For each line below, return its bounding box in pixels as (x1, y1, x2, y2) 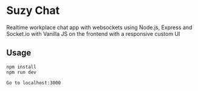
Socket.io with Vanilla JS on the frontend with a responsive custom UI (6, 30, 180, 37)
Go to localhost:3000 (6, 79, 61, 86)
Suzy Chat (6, 4, 60, 18)
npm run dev (6, 69, 36, 75)
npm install (6, 64, 36, 70)
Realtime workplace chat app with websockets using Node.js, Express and (6, 24, 193, 31)
